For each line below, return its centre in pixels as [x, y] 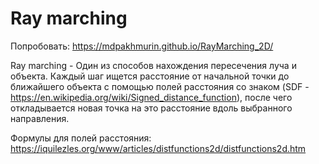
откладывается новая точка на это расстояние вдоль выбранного [151, 108]
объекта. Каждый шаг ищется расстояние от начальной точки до [150, 76]
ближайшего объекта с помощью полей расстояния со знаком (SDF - [160, 86]
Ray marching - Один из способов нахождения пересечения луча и [153, 65]
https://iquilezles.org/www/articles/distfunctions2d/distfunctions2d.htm [158, 148]
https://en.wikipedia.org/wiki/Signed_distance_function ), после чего [151, 97]
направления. [40, 118]
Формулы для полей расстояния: [81, 138]
